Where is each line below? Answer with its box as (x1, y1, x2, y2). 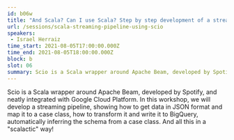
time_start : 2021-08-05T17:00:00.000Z (7, 42, 120, 49)
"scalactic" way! (7, 125, 54, 133)
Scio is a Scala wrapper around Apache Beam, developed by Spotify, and (7, 88, 217, 96)
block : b (7, 56, 33, 63)
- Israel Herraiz (10, 36, 61, 43)
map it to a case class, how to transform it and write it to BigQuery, (7, 109, 198, 118)
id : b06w (7, 10, 33, 17)
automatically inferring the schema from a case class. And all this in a (7, 117, 207, 125)
